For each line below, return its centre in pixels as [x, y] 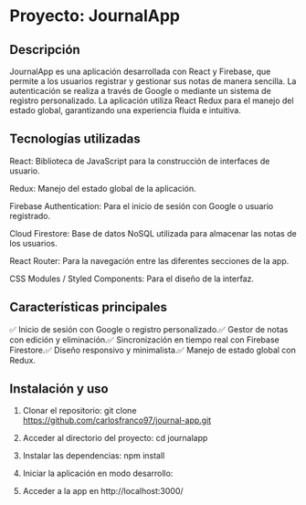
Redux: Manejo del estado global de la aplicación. [103, 188]
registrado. [30, 216]
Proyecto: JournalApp [95, 16]
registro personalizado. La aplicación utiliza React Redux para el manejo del [152, 100]
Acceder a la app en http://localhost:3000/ [103, 491]
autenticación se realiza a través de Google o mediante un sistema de [140, 91]
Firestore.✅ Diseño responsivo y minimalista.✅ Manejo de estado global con [153, 350]
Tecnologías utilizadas [75, 139]
